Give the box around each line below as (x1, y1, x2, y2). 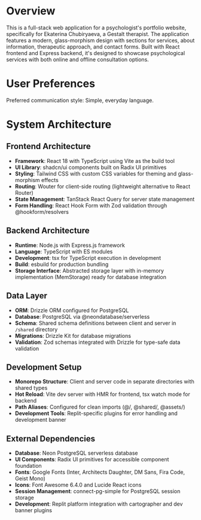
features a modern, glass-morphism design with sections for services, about (6, 37, 195, 44)
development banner (14, 416, 67, 424)
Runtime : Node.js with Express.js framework (14, 241, 126, 249)
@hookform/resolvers (14, 208, 69, 215)
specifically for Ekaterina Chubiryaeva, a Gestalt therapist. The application (6, 30, 190, 37)
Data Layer (6, 291, 48, 301)
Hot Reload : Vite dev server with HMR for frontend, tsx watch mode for (14, 391, 190, 398)
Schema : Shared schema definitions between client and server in (14, 319, 176, 326)
